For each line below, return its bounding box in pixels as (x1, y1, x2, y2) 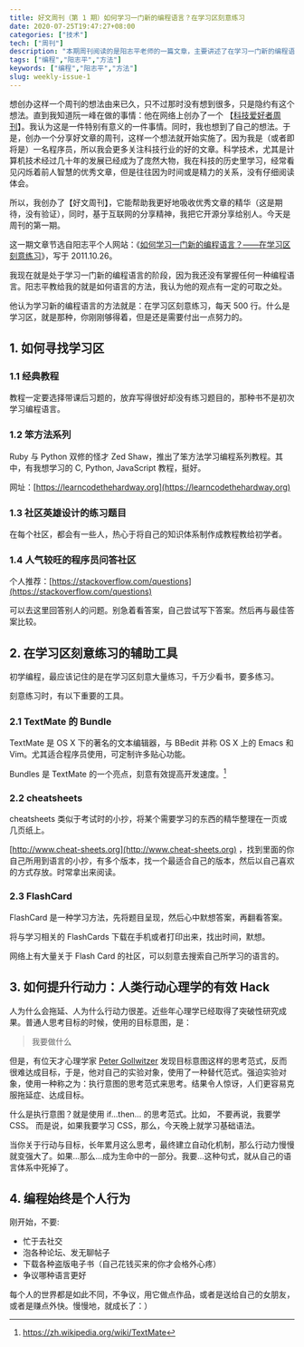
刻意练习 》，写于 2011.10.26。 (9, 250, 118, 261)
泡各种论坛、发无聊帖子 (22, 1247, 110, 1258)
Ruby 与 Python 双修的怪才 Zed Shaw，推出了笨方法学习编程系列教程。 (9, 451, 276, 462)
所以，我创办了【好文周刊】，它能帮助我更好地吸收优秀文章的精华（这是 (9, 197, 275, 208)
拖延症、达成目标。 (16, 1089, 89, 1100)
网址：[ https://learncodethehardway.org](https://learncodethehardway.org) (9, 482, 291, 493)
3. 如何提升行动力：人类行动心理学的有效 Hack (9, 980, 270, 995)
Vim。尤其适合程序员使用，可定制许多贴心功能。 (9, 749, 191, 760)
